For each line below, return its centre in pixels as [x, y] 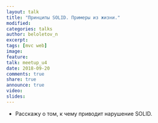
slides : [16, 96]
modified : [19, 23]
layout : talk [23, 12]
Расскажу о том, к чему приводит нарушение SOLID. [84, 113]
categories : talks [29, 29]
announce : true [25, 85]
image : [15, 52]
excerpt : [17, 40]
